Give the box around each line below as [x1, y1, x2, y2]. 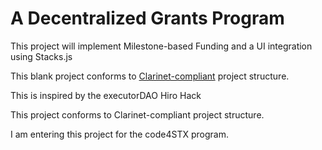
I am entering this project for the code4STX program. [10, 128, 230, 140]
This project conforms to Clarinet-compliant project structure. [10, 108, 265, 121]
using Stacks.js [10, 50, 73, 62]
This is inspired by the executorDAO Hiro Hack [10, 89, 202, 101]
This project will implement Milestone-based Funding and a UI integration [10, 40, 313, 52]
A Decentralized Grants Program [10, 7, 285, 30]
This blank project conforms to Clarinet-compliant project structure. [10, 70, 290, 82]
